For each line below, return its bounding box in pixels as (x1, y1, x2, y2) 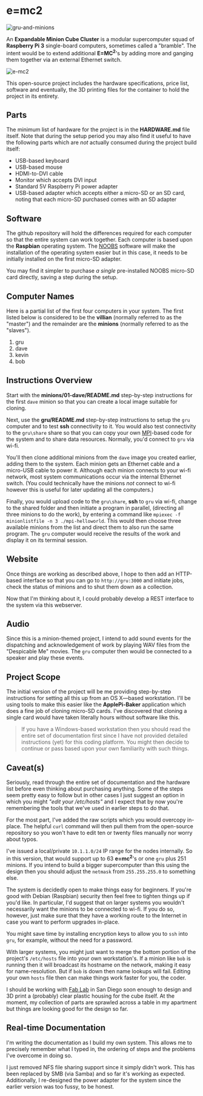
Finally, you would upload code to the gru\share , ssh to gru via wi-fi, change (6, 497, 197, 505)
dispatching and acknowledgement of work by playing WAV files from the (6, 641, 190, 648)
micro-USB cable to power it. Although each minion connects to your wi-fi (6, 466, 191, 474)
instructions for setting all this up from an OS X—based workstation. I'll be (6, 695, 191, 702)
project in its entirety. (6, 92, 59, 100)
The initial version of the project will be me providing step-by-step (6, 688, 171, 695)
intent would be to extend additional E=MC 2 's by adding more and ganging (6, 48, 194, 56)
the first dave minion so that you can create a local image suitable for (6, 398, 178, 405)
